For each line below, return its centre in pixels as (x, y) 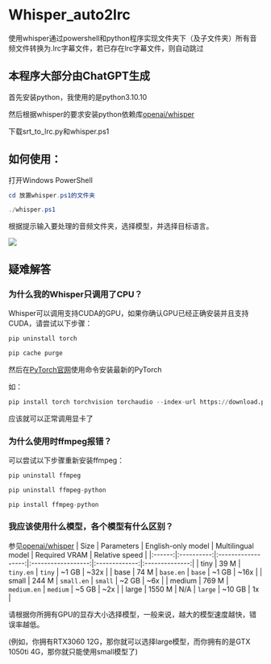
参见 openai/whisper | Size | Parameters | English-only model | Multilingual (131, 546)
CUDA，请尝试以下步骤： (50, 323)
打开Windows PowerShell (50, 180)
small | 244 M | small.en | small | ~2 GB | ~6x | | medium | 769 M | (119, 580)
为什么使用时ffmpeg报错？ (60, 441)
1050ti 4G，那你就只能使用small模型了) (73, 651)
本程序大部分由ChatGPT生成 (79, 76)
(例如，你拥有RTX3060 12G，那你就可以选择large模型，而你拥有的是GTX (129, 641)
